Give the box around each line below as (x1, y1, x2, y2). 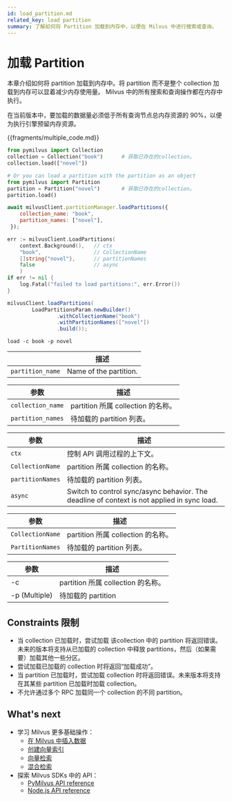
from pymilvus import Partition (7, 178, 100, 185)
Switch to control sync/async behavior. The (66, 487, 209, 497)
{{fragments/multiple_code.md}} (7, 133, 99, 142)
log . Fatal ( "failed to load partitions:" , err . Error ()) (19, 281, 181, 288)
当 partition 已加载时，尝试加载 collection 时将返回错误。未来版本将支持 (17, 671, 221, 679)
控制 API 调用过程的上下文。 (66, 449, 158, 459)
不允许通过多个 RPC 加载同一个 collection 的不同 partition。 (17, 688, 186, 696)
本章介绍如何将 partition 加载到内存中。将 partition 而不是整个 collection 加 (7, 79, 220, 87)
